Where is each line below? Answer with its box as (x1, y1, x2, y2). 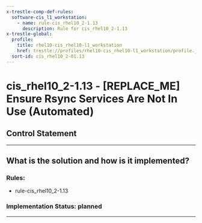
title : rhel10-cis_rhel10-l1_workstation (17, 43, 122, 49)
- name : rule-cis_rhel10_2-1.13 (17, 20, 98, 26)
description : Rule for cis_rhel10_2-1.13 (22, 25, 128, 32)
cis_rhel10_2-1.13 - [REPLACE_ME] (6, 79, 180, 93)
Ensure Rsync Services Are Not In (6, 92, 178, 106)
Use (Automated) (6, 104, 94, 118)
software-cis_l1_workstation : (11, 14, 87, 20)
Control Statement (6, 128, 77, 138)
